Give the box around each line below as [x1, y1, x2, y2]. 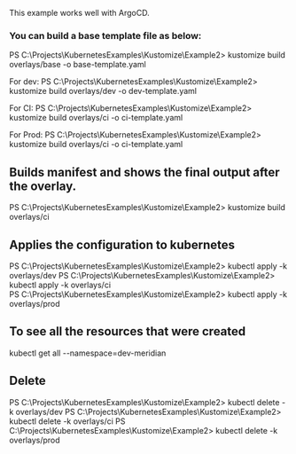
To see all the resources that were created [9, 324, 246, 340]
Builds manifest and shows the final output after [9, 164, 281, 180]
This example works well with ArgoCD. [9, 8, 150, 18]
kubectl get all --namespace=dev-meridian [9, 348, 167, 358]
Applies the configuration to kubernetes [9, 237, 236, 252]
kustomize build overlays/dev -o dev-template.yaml [9, 86, 198, 97]
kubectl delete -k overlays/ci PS [9, 416, 126, 427]
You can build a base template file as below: [9, 29, 202, 42]
